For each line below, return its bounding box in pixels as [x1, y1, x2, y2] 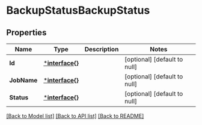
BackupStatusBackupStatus [6, 4, 150, 17]
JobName [9, 76, 38, 84]
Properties [6, 28, 47, 38]
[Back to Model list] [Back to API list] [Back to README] [6, 112, 144, 120]
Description [84, 45, 119, 53]
